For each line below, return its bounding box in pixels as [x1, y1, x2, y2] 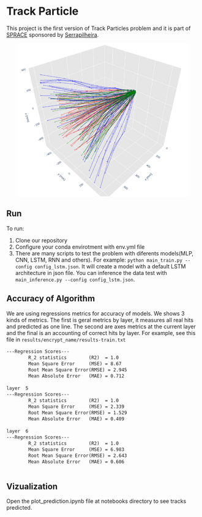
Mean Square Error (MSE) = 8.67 [28, 360, 122, 367]
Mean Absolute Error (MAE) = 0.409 [28, 415, 124, 422]
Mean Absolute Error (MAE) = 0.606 [28, 458, 124, 465]
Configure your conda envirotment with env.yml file [15, 243, 145, 251]
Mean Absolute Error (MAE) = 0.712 [28, 372, 124, 379]
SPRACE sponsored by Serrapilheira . [6, 31, 99, 38]
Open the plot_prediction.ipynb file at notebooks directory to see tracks [6, 497, 187, 505]
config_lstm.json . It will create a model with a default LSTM [34, 262, 186, 270]
